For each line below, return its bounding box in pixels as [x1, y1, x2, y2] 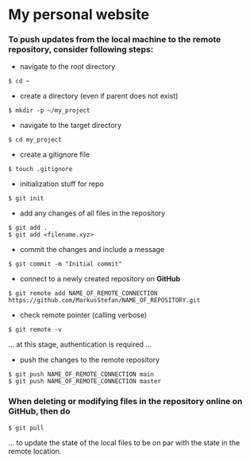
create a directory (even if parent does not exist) [19, 91, 179, 101]
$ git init [8, 195, 44, 203]
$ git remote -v [8, 326, 62, 334]
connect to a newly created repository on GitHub [19, 274, 181, 284]
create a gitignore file [19, 149, 90, 160]
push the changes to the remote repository [19, 355, 160, 365]
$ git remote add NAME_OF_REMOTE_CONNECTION [8, 289, 158, 297]
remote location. [8, 446, 62, 456]
